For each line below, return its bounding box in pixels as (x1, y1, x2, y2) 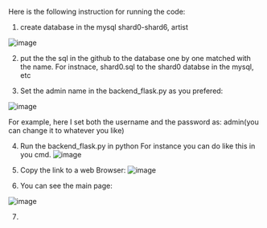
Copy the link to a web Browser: (19, 165, 126, 175)
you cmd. (19, 150, 51, 159)
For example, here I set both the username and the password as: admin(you (8, 117, 259, 127)
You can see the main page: (19, 181, 113, 190)
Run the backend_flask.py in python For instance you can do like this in (19, 141, 256, 151)
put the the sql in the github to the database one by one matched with (19, 54, 252, 63)
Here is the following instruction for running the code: (8, 7, 186, 16)
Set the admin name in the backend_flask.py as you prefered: (19, 86, 224, 96)
